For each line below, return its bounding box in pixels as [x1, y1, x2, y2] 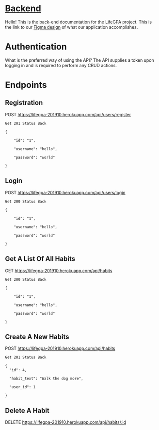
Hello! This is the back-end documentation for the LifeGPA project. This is [5, 19, 152, 25]
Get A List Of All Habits [5, 255, 76, 263]
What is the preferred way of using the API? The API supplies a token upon [5, 57, 154, 63]
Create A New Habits [5, 332, 69, 341]
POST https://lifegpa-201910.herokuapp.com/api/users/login [5, 189, 126, 195]
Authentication [5, 41, 67, 52]
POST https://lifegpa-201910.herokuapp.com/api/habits [5, 345, 115, 351]
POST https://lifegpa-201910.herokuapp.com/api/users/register [5, 111, 131, 117]
